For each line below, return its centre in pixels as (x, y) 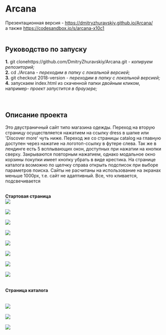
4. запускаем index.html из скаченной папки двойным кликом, (73, 83)
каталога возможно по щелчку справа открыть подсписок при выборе (82, 165)
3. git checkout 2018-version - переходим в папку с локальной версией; (83, 78)
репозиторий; (20, 67)
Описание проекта (36, 115)
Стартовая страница (28, 196)
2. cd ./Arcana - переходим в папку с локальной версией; (68, 72)
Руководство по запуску (46, 49)
